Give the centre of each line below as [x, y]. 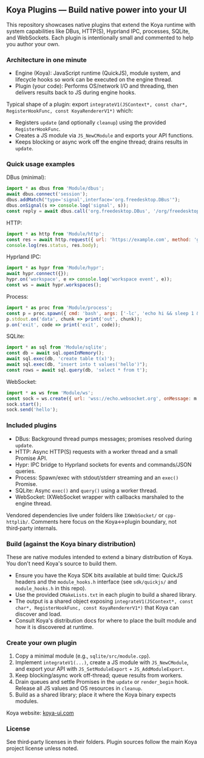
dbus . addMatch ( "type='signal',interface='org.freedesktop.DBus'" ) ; [93, 200]
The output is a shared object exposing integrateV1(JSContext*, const [104, 601]
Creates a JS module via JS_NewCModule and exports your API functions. [104, 136]
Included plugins [32, 425]
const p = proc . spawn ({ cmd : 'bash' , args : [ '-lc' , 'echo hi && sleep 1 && [104, 313]
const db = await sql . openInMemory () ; [55, 353]
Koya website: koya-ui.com [40, 713]
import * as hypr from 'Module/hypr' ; [55, 268]
